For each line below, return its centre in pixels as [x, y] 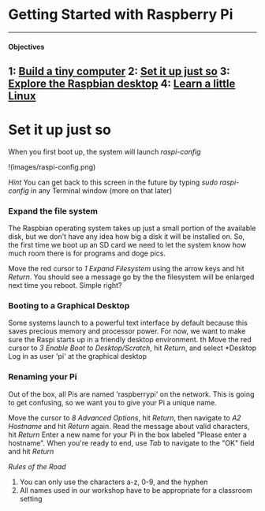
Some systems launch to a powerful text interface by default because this [128, 323]
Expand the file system [53, 211]
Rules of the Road [37, 466]
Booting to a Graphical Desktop [69, 306]
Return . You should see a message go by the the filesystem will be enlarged [131, 277]
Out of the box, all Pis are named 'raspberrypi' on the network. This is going [131, 394]
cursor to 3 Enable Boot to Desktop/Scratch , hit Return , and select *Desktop [132, 348]
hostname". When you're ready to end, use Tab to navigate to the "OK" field [131, 442]
